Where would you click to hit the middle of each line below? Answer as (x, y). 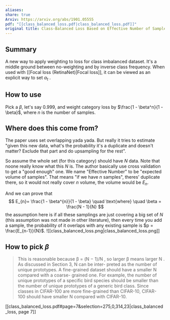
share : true (18, 15)
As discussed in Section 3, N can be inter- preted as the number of (87, 264)
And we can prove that (29, 193)
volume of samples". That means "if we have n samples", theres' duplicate (83, 177)
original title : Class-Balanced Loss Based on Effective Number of (78, 29)
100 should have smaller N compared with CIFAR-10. (72, 296)
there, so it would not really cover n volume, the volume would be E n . (77, 183)
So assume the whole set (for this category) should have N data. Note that (83, 161)
